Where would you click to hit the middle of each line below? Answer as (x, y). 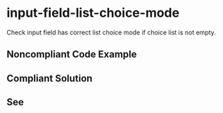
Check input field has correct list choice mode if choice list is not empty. (111, 32)
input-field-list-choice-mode (93, 13)
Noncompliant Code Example (72, 54)
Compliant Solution (50, 78)
